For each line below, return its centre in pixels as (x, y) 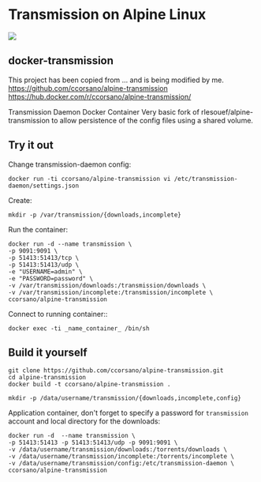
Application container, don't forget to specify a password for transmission (128, 413)
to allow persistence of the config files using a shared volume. (152, 120)
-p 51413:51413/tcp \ (44, 258)
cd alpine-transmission (47, 378)
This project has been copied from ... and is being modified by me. (116, 80)
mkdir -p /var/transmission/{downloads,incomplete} (95, 215)
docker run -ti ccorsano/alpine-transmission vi (89, 179)
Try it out (31, 145)
